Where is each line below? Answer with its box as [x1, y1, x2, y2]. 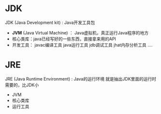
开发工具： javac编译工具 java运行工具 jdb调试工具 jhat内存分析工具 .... [12, 42, 153, 48]
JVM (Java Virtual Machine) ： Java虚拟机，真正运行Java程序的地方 [12, 30, 149, 35]
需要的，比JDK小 [5, 82, 39, 88]
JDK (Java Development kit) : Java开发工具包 [5, 19, 95, 25]
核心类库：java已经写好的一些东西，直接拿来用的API [12, 36, 116, 42]
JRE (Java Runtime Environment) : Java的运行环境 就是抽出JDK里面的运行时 [5, 76, 157, 81]
